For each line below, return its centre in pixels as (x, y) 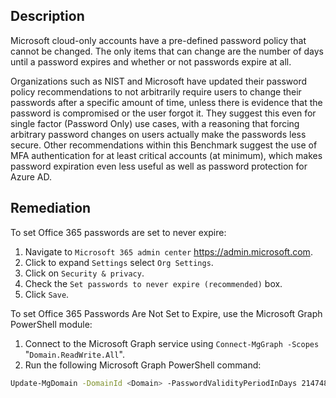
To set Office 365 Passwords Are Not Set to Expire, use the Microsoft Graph (166, 313)
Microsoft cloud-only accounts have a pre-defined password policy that (158, 40)
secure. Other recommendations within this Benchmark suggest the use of (164, 145)
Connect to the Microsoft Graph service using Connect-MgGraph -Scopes (172, 343)
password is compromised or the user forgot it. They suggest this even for (163, 113)
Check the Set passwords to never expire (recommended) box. (153, 283)
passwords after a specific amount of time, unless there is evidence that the (166, 102)
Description (47, 16)
